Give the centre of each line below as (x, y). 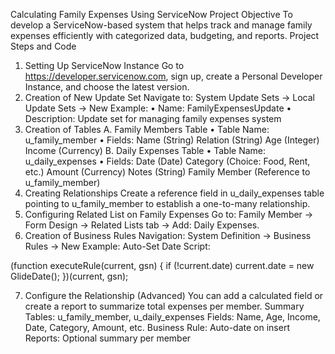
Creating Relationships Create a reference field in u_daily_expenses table (174, 193)
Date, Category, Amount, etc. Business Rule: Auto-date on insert (157, 327)
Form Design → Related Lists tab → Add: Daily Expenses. (142, 225)
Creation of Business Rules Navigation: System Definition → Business (168, 235)
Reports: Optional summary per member (108, 338)
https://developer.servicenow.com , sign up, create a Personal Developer (173, 76)
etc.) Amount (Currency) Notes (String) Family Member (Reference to (167, 172)
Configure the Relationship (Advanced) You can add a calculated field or (174, 295)
